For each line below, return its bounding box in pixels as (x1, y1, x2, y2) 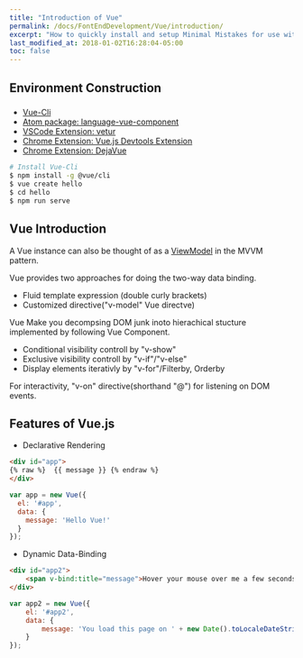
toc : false (9, 47, 50, 56)
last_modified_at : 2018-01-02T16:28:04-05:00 (9, 38, 183, 48)
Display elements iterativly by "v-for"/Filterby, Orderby (22, 362, 225, 374)
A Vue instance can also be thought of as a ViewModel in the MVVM (9, 245, 263, 256)
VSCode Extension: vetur (22, 126, 116, 137)
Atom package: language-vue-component (22, 116, 179, 127)
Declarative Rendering (22, 440, 106, 451)
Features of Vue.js (9, 416, 115, 432)
